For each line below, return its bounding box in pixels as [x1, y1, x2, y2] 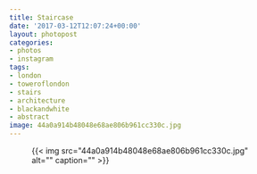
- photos [9, 46, 42, 55]
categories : [9, 37, 54, 47]
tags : [9, 63, 29, 72]
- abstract [9, 112, 50, 121]
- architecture [9, 95, 66, 105]
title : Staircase [9, 12, 74, 22]
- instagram [9, 54, 54, 63]
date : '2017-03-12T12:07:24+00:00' [9, 21, 142, 30]
